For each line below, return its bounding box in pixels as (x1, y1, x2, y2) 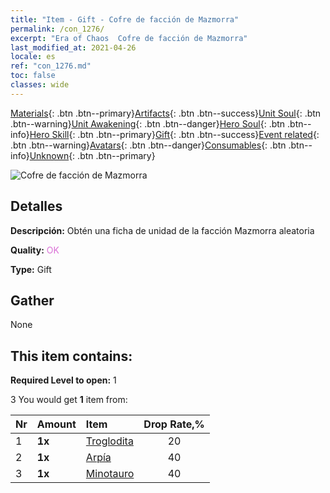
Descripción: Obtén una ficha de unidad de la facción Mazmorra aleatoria (10, 224, 315, 236)
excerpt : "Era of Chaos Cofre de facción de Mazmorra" (10, 33, 248, 43)
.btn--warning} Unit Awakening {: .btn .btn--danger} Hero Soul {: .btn (10, 117, 286, 130)
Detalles (10, 198, 63, 215)
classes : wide (10, 80, 70, 90)
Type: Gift (10, 263, 52, 275)
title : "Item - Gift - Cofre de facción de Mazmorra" (10, 14, 240, 25)
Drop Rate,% (143, 417, 205, 431)
